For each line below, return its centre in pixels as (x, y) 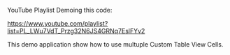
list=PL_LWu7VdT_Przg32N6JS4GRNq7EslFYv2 (76, 31)
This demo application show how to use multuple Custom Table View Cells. (115, 44)
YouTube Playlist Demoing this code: (60, 10)
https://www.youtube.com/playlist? (58, 23)
